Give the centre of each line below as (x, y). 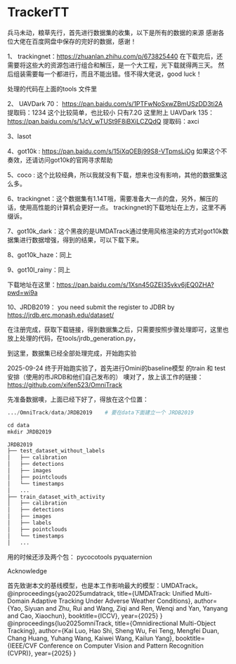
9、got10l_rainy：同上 (39, 269)
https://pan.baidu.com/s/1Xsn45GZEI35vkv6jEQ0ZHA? (135, 285)
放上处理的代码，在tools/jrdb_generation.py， (73, 338)
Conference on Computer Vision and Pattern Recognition (121, 645)
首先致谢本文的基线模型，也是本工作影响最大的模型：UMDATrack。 (105, 585)
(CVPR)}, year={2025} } (42, 653)
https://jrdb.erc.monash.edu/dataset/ (61, 315)
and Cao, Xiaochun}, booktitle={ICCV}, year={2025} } (85, 616)
